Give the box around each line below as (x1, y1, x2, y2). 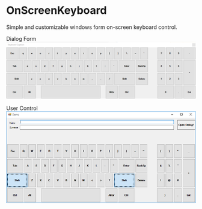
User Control (6, 104, 38, 112)
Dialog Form (6, 35, 37, 42)
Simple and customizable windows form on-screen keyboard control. (6, 23, 177, 31)
